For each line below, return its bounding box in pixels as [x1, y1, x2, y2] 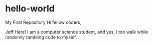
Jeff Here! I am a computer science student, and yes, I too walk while [5, 29, 148, 35]
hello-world [5, 3, 55, 14]
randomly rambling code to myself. [5, 34, 77, 40]
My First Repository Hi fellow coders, [5, 19, 82, 25]
